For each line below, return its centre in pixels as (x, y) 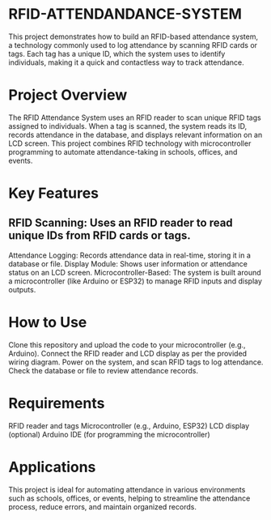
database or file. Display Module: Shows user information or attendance (128, 263)
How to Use (48, 323)
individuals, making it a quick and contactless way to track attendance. (126, 62)
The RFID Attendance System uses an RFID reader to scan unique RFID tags (135, 117)
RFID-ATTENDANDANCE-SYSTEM (125, 14)
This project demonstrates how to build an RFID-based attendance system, (133, 36)
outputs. (22, 289)
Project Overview (68, 95)
